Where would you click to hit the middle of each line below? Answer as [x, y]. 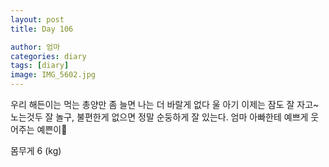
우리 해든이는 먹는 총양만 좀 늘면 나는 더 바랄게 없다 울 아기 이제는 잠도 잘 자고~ [165, 104]
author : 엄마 [35, 47]
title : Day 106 [42, 29]
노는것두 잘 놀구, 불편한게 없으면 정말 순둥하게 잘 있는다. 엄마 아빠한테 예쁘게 [159, 117]
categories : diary [48, 56]
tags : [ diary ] [40, 66]
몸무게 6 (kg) [36, 150]
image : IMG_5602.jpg [53, 75]
